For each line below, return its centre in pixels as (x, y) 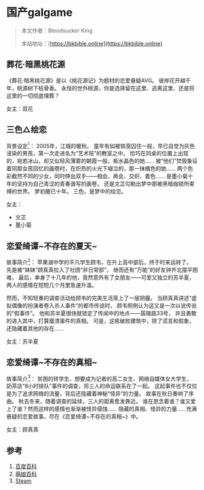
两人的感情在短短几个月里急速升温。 (52, 285)
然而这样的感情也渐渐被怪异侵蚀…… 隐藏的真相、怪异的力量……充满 (112, 409)
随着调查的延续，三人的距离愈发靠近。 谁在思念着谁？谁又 (118, 401)
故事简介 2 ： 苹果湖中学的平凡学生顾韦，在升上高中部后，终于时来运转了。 (99, 261)
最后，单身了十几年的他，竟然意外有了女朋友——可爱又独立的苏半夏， (106, 277)
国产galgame (40, 12)
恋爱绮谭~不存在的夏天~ (52, 246)
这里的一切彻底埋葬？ (33, 96)
